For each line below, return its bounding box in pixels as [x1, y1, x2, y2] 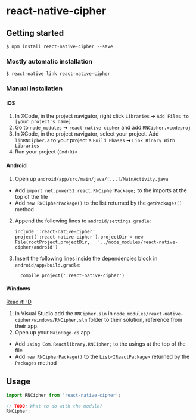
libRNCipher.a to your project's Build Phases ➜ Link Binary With [14, 137, 175, 144]
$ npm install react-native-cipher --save [6, 43, 113, 49]
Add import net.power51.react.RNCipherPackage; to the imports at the [14, 186, 188, 194]
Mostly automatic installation [6, 57, 93, 65]
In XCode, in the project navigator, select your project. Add [14, 130, 159, 137]
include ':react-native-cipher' [14, 228, 95, 234]
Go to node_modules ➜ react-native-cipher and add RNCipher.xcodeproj [14, 124, 191, 131]
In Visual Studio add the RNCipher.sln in [14, 309, 113, 316]
